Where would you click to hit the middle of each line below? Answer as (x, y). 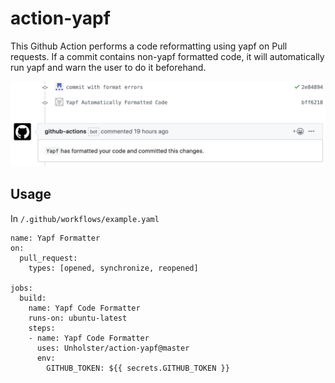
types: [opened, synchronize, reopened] (113, 268)
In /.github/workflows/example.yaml (85, 218)
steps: (42, 328)
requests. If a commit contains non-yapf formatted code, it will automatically (167, 56)
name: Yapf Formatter (55, 238)
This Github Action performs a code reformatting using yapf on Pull (149, 46)
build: (33, 298)
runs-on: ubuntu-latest (78, 318)
